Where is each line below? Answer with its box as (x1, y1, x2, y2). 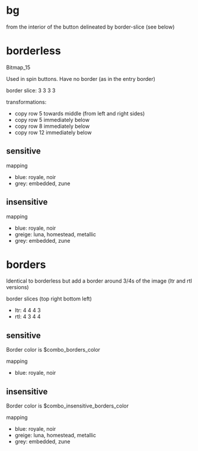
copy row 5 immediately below (14, 116, 90, 123)
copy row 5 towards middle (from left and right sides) (14, 109, 145, 117)
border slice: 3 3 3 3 (6, 87, 56, 94)
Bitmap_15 (6, 64, 31, 71)
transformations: (6, 98, 47, 105)
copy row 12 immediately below (14, 129, 92, 136)
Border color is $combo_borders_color (6, 346, 101, 353)
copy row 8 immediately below (14, 123, 90, 130)
